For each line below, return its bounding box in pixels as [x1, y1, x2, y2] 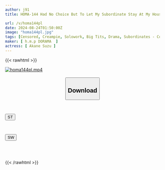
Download [68, 87, 97, 94]
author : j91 [5, 7, 29, 12]
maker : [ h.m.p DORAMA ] [5, 39, 58, 44]
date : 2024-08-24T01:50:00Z [5, 25, 63, 30]
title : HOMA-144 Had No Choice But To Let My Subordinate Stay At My [5, 12, 151, 17]
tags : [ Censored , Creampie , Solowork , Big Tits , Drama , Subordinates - [5, 34, 155, 39]
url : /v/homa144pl [5, 21, 43, 26]
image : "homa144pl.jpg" [5, 30, 54, 35]
